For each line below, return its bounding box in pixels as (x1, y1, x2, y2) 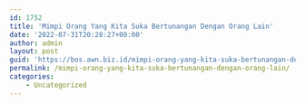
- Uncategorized (25, 80, 88, 90)
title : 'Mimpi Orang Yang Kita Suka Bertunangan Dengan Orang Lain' (9, 22, 274, 31)
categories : (9, 72, 54, 81)
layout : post (9, 47, 59, 56)
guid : (9, 55, 30, 64)
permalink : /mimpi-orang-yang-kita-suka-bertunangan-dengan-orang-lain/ (9, 64, 290, 73)
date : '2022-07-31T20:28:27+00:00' (9, 30, 144, 39)
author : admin (9, 38, 64, 48)
